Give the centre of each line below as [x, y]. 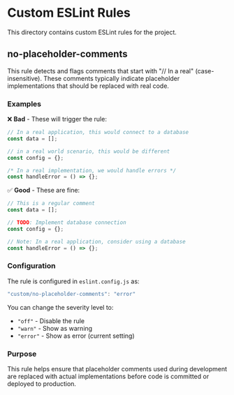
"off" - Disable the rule [51, 321]
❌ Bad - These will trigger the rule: [57, 119]
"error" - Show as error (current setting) [76, 336]
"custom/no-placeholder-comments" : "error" [72, 294]
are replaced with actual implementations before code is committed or [108, 377]
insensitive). [24, 78]
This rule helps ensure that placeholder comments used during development [117, 369]
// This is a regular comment [51, 204]
